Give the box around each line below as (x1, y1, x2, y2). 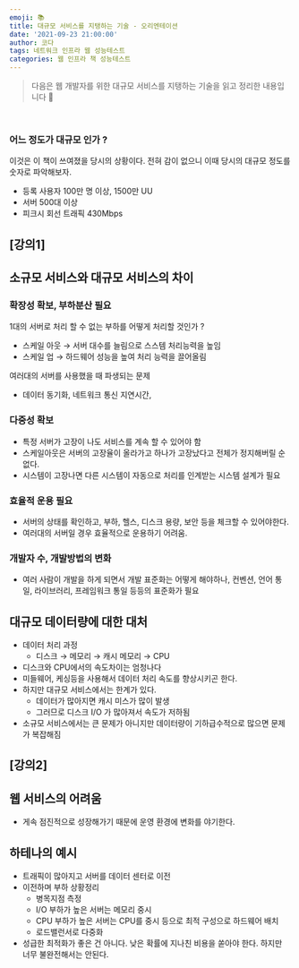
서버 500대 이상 (21, 197, 79, 208)
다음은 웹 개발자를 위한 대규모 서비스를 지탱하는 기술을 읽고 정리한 (30, 81, 261, 90)
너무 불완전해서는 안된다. (21, 949, 109, 960)
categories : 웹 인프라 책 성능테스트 (9, 55, 132, 64)
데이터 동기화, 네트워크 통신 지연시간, (21, 390, 152, 400)
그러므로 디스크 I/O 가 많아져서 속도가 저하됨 (35, 707, 191, 717)
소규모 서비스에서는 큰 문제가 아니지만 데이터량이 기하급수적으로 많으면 (21, 718, 269, 729)
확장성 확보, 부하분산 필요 (9, 299, 112, 312)
